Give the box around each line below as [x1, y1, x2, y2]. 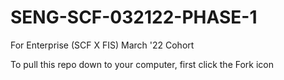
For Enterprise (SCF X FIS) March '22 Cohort [10, 39, 195, 51]
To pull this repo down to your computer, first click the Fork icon [10, 58, 275, 70]
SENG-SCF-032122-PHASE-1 [10, 6, 258, 29]
